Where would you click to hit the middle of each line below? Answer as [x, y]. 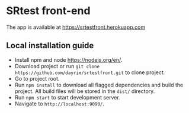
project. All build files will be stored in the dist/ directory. [85, 91]
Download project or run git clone [57, 66]
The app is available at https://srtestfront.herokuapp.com [76, 27]
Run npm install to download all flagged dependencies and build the [99, 85]
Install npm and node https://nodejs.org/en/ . [68, 59]
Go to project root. [37, 78]
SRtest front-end [48, 11]
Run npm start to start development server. [67, 97]
